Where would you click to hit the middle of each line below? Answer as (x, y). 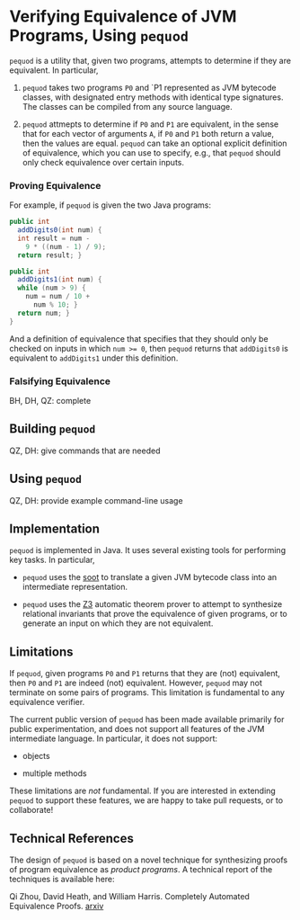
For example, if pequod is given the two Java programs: (110, 205)
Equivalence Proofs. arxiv (57, 907)
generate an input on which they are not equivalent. (118, 623)
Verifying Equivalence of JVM (123, 17)
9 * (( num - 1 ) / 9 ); (66, 246)
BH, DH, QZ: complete (50, 401)
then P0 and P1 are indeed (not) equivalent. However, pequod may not (136, 683)
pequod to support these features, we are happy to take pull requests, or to (146, 800)
